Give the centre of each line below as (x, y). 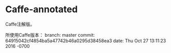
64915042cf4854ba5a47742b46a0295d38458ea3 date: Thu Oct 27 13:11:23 (86, 41)
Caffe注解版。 (20, 24)
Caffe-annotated (42, 9)
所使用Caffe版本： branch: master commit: (50, 35)
